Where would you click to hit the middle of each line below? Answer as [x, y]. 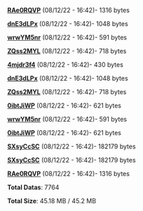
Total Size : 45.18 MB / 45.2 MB [52, 201]
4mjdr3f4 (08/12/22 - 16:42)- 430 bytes [66, 65]
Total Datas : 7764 [33, 187]
